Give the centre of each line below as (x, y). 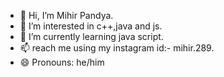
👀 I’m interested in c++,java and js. (91, 26)
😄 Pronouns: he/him (62, 62)
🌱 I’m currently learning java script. (91, 36)
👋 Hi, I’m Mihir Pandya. (66, 15)
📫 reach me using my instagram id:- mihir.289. (117, 48)
